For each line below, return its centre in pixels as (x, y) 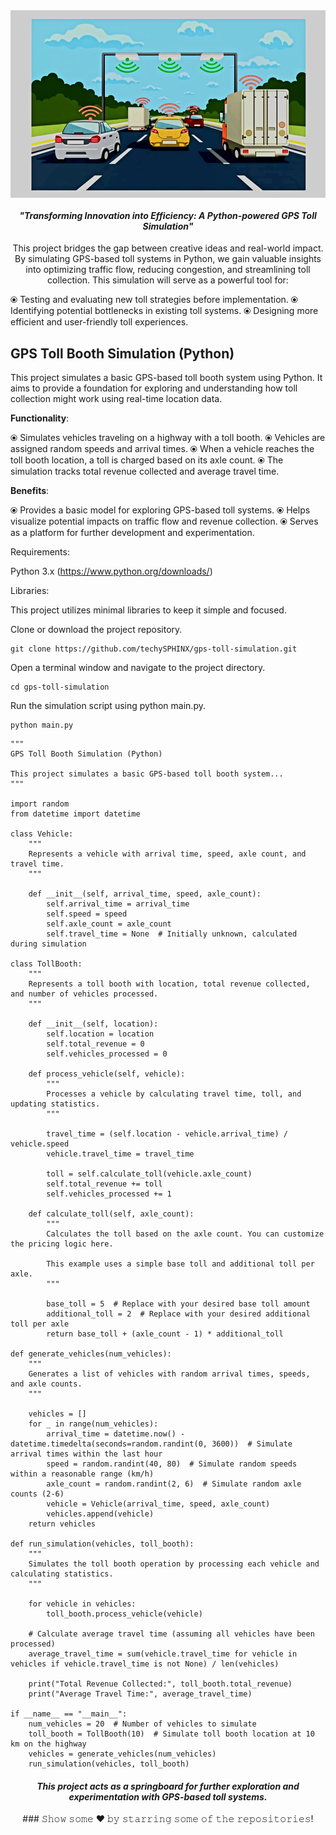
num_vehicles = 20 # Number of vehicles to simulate (142, 1724)
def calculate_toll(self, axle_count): (111, 1214)
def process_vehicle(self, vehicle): (107, 1074)
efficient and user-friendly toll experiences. (99, 322)
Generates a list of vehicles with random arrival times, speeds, (169, 1374)
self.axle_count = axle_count (109, 924)
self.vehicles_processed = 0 (107, 1054)
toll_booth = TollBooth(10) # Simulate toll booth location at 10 (171, 1734)
